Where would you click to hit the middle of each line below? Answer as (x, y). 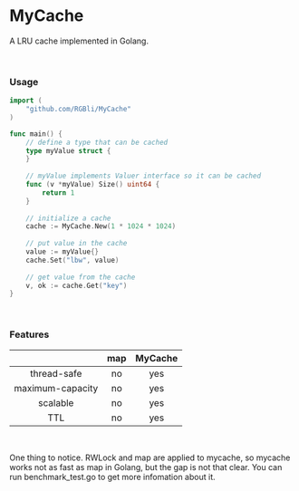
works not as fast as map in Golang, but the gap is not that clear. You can (146, 467)
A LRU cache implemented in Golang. (79, 41)
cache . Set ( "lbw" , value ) (72, 260)
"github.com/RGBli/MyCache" (78, 110)
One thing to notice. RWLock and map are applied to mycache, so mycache (150, 457)
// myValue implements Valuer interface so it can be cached (143, 176)
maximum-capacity (56, 388)
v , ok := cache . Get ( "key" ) (77, 285)
